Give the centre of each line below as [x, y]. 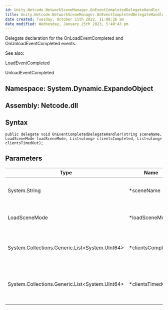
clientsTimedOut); [24, 143]
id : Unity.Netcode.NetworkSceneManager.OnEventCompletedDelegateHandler [82, 10]
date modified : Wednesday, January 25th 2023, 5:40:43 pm [67, 24]
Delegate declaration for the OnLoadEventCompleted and [64, 38]
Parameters [24, 159]
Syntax [16, 123]
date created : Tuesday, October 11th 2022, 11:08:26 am [64, 19]
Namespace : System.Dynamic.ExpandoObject [79, 88]
